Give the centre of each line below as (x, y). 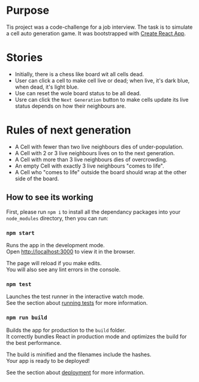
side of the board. (37, 178)
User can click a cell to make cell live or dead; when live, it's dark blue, (102, 80)
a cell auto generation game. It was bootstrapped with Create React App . (96, 33)
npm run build (27, 318)
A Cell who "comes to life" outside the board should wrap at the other (101, 172)
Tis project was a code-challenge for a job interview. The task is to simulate (99, 27)
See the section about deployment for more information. (76, 372)
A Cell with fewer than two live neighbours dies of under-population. (99, 147)
